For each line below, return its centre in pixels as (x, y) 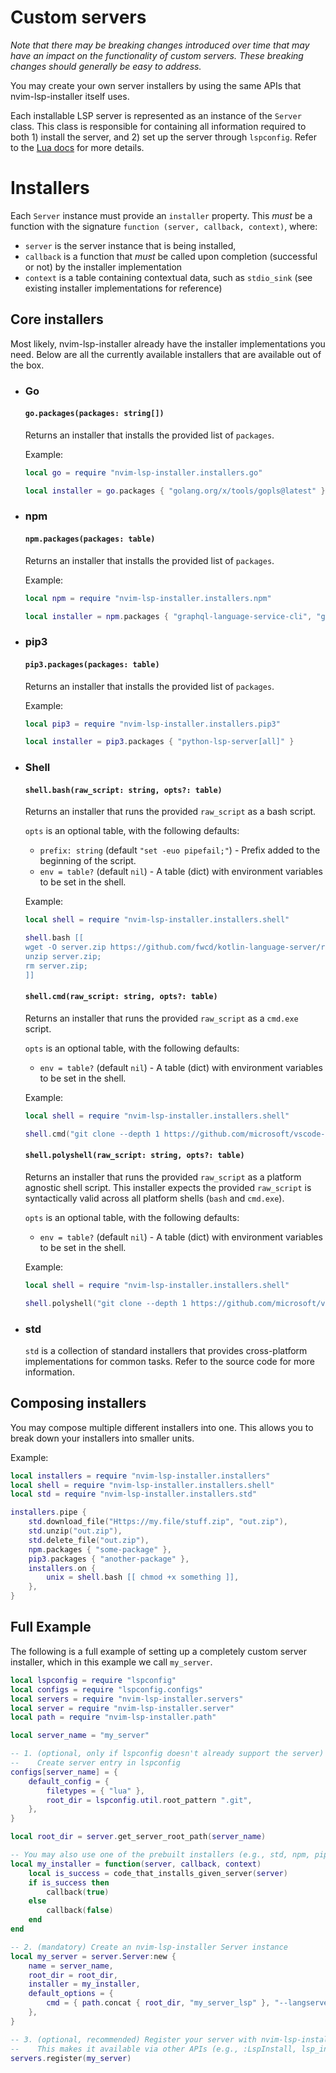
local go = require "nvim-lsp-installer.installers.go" (143, 472)
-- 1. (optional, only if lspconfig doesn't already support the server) (167, 1754)
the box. (27, 365)
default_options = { (71, 1994)
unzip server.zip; (63, 957)
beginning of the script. (88, 861)
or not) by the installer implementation (103, 267)
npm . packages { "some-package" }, (100, 1549)
